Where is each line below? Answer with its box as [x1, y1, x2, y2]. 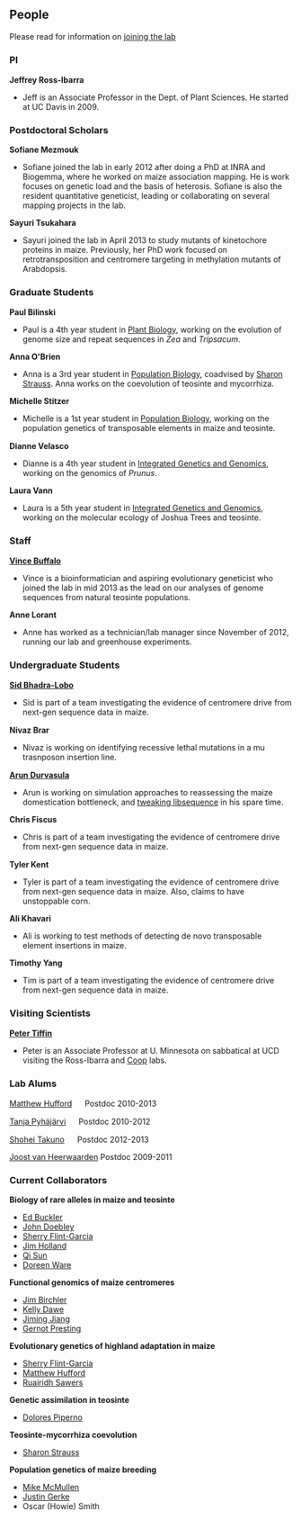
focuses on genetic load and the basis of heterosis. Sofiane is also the [22, 181, 283, 192]
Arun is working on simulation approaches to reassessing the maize [22, 787, 273, 798]
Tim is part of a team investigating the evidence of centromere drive [22, 975, 275, 986]
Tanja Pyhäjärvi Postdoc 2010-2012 [9, 1116, 151, 1127]
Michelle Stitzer [9, 395, 70, 406]
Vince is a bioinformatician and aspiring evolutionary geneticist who [22, 573, 274, 583]
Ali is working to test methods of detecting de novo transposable [22, 930, 262, 941]
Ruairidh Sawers [22, 1377, 84, 1389]
